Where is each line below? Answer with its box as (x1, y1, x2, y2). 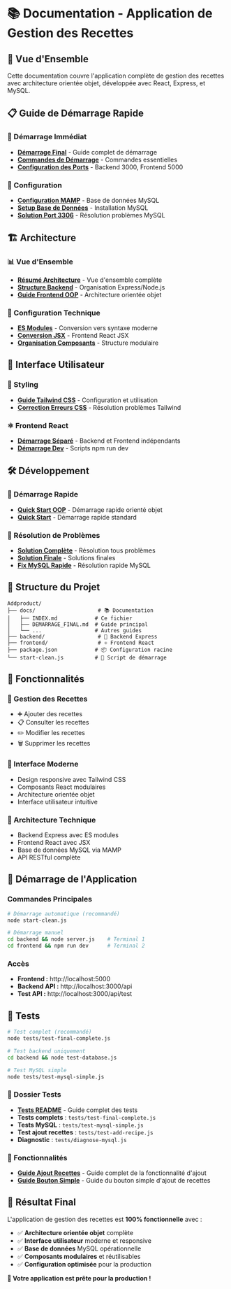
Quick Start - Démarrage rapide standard (17, 513, 137, 521)
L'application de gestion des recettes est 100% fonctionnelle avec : (7, 1215, 202, 1223)
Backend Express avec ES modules (17, 831, 119, 839)
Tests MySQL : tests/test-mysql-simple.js (17, 1120, 144, 1129)
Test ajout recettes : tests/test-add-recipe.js (17, 1127, 154, 1137)
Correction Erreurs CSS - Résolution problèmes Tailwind (17, 403, 181, 411)
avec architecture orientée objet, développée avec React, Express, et (7, 79, 206, 87)
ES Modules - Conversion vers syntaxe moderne (17, 323, 158, 332)
